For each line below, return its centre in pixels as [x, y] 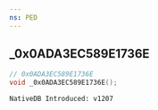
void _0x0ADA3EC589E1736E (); [63, 83]
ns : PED [24, 17]
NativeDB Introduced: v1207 [62, 99]
